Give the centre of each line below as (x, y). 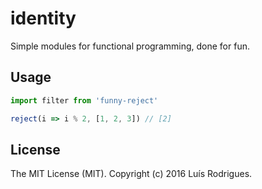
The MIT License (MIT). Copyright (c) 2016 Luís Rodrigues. (131, 174)
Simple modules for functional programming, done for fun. (130, 46)
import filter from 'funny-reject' (84, 100)
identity (43, 18)
